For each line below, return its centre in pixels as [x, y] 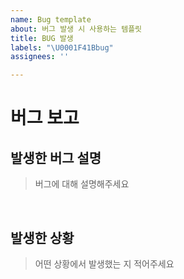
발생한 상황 [42, 237]
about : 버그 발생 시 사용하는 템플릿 [76, 29]
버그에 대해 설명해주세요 [82, 184]
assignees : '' [40, 57]
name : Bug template [51, 19]
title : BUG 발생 [42, 38]
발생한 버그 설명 [56, 157]
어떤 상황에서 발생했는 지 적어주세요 [104, 263]
